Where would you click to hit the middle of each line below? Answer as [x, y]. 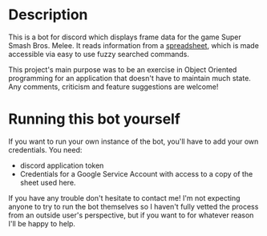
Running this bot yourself [94, 119]
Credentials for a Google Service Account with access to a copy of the [136, 173]
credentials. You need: [45, 149]
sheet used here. [48, 182]
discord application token [62, 165]
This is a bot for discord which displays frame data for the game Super [125, 37]
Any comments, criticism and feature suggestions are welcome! [113, 87]
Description [48, 15]
